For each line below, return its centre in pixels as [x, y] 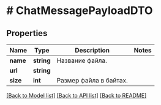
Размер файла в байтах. [92, 80]
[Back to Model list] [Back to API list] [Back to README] [77, 96]
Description [92, 50]
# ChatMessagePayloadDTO [80, 11]
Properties [27, 33]
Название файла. [82, 60]
